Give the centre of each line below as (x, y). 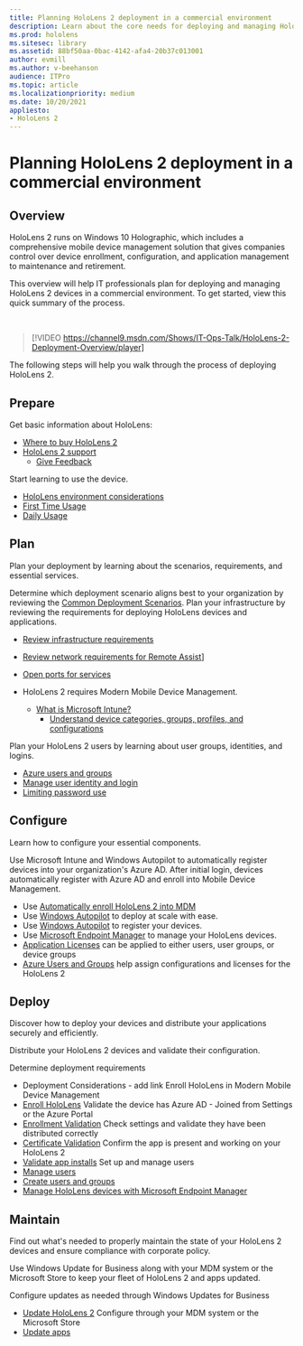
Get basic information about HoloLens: (81, 425)
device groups (49, 954)
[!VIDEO (46, 338)
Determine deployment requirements (78, 1068)
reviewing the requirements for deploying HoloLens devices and (129, 612)
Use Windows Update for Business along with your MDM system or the (141, 1268)
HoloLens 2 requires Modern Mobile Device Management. (130, 691)
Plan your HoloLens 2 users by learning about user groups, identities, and (146, 745)
